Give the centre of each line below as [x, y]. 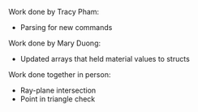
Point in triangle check [58, 99]
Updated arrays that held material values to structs [105, 59]
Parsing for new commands [66, 27]
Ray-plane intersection [58, 90]
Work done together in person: [60, 75]
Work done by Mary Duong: [55, 43]
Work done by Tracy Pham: [54, 12]
